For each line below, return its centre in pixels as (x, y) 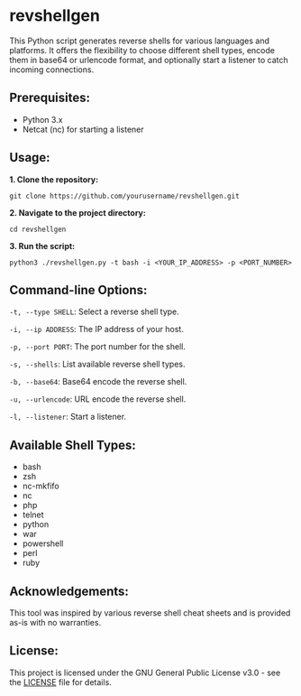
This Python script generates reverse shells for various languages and (140, 41)
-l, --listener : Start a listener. (68, 417)
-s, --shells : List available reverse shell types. (97, 364)
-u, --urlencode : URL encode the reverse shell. (98, 399)
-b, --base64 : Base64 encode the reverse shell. (98, 382)
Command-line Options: (78, 290)
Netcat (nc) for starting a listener (83, 129)
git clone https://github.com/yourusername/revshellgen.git (125, 196)
